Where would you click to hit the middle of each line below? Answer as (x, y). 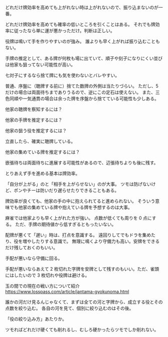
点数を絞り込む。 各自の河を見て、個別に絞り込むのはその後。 (69, 308)
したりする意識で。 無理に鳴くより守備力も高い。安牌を (89, 241)
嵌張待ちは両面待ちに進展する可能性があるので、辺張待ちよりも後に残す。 (82, 163)
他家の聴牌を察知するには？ (34, 109)
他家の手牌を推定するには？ (34, 120)
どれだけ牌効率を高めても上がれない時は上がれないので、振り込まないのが (82, 7)
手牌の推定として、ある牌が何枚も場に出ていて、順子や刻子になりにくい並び (84, 58)
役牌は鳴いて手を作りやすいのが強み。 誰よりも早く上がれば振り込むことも (83, 41)
